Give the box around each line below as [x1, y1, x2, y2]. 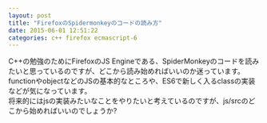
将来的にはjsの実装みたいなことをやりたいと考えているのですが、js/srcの [8, 96, 249, 106]
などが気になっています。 [8, 86, 92, 96]
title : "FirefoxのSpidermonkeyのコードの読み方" [8, 19, 162, 27]
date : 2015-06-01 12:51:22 [8, 26, 98, 34]
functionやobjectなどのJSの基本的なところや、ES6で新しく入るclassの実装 [8, 76, 256, 86]
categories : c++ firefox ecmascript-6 [8, 33, 137, 42]
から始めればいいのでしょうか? [14, 106, 118, 116]
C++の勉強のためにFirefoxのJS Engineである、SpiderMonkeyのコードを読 [8, 56, 253, 66]
